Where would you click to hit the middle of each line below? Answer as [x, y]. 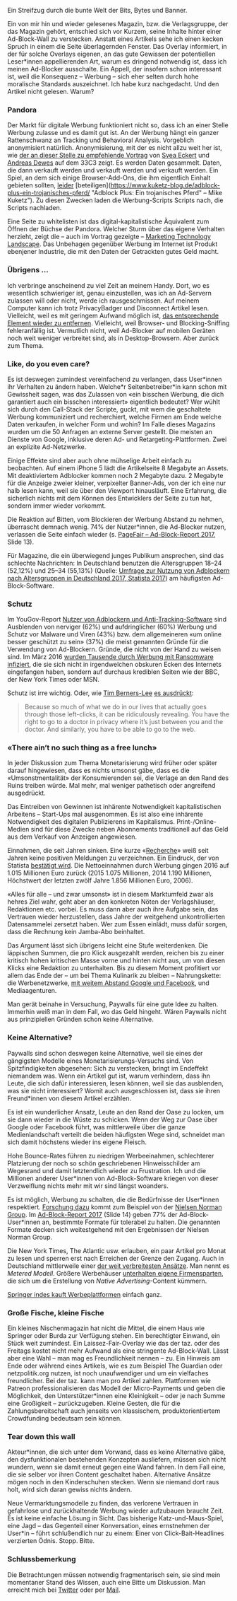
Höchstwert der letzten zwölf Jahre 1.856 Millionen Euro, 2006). [100, 880]
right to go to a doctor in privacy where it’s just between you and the [124, 722]
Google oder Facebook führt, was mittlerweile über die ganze [96, 1126]
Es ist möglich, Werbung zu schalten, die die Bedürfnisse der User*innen [113, 1199]
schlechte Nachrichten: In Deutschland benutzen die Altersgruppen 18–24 [115, 563]
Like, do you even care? [49, 363]
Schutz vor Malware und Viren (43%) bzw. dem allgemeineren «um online [115, 634]
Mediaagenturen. [32, 991]
